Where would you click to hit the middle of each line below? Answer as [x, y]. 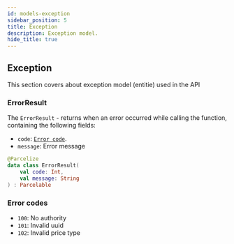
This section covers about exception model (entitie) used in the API [104, 84]
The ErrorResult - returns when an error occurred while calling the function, [117, 118]
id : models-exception [39, 14]
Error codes [28, 203]
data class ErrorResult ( [43, 166]
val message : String [50, 178]
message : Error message [51, 146]
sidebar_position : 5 [37, 20]
